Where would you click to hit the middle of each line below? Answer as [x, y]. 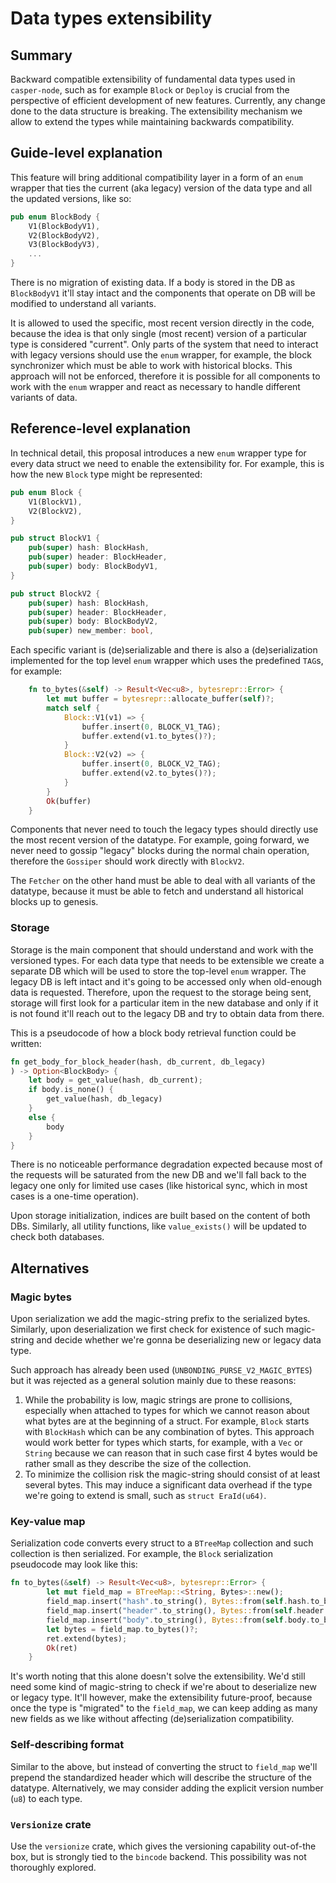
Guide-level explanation [86, 153]
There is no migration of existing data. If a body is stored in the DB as [153, 283]
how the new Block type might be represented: [106, 474]
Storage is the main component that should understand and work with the [162, 949]
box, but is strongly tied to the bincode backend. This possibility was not [158, 1856]
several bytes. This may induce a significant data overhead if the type [168, 1485]
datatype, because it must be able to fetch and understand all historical [157, 891]
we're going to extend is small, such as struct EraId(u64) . [145, 1496]
